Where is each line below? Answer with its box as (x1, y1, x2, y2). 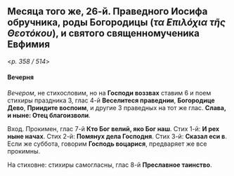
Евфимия (7, 39, 51, 50)
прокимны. (7, 147, 41, 156)
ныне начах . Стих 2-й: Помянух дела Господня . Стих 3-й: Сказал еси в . (7, 133, 227, 141)
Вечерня (7, 73, 34, 81)
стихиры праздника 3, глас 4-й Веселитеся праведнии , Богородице (7, 96, 216, 104)
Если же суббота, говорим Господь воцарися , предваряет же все (7, 140, 207, 148)
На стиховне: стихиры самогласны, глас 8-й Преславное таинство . (7, 161, 212, 169)
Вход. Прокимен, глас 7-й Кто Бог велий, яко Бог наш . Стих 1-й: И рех (7, 125, 220, 133)
